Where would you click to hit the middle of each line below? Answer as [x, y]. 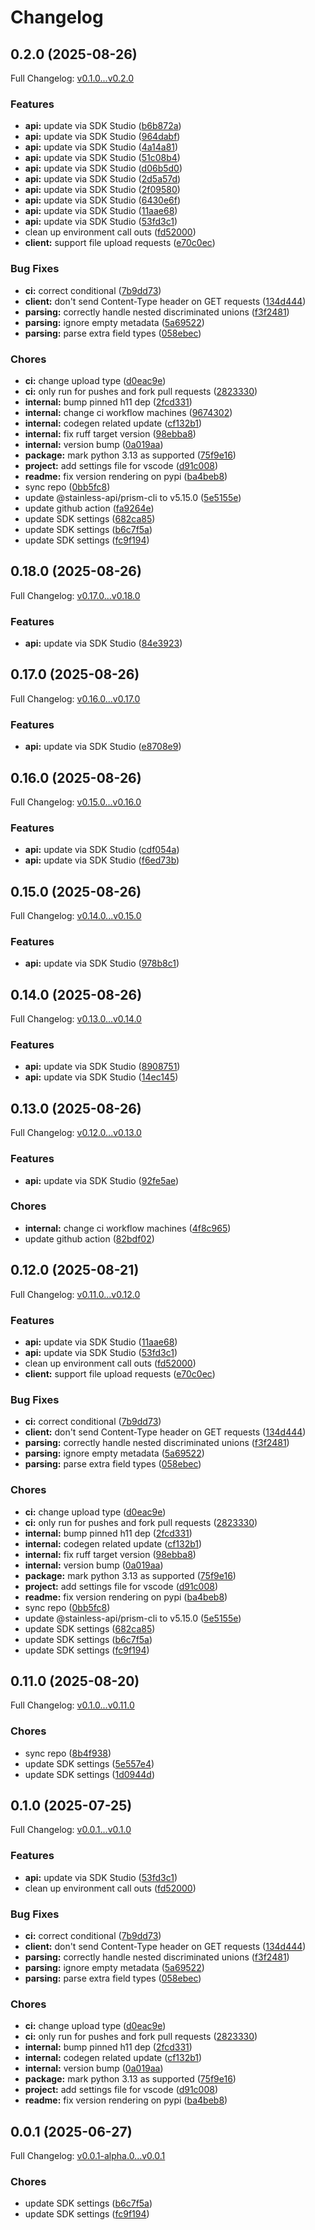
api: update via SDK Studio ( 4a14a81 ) [101, 147]
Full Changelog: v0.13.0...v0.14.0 [76, 1019]
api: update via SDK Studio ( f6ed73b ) [102, 860]
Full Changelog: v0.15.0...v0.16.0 [76, 802]
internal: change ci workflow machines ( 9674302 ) [128, 412]
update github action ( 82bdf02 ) [89, 1238]
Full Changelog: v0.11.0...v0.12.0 [75, 1294]
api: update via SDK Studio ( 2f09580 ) [102, 190]
